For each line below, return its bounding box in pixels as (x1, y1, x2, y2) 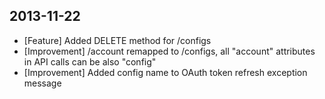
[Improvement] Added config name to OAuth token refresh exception (23, 66, 308, 78)
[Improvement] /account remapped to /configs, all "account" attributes (23, 45, 316, 57)
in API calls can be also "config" (23, 55, 157, 68)
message (23, 77, 62, 89)
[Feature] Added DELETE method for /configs (23, 34, 212, 46)
